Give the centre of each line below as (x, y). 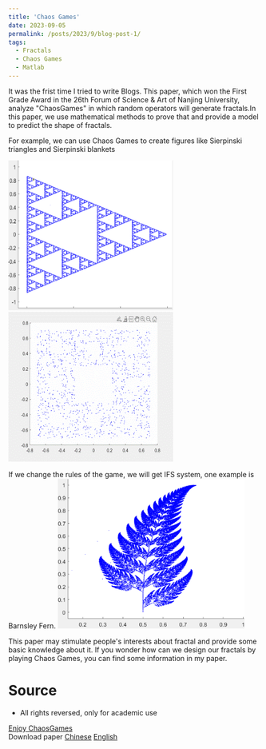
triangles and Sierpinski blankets (62, 149)
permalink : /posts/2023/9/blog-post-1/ (75, 34)
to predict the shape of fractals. (60, 125)
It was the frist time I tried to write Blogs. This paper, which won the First (128, 91)
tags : (17, 42)
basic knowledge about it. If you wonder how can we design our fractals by (132, 649)
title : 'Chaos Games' (44, 17)
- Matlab (30, 68)
